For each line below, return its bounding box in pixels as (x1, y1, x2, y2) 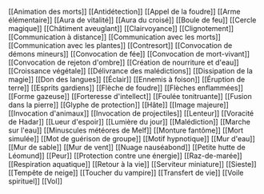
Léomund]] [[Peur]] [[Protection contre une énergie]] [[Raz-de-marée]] (8, 151, 242, 160)
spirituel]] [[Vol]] (8, 176, 62, 186)
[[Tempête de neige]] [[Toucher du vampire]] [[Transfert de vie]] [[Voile (8, 168, 244, 177)
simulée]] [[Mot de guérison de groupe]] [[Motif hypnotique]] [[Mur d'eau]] (8, 134, 256, 143)
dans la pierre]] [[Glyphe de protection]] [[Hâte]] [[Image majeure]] (8, 100, 230, 109)
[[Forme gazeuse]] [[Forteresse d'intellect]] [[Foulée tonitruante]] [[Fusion (8, 92, 252, 101)
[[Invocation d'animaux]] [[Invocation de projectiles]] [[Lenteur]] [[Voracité (8, 109, 254, 118)
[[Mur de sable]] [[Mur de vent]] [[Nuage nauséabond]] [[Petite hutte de (8, 143, 246, 152)
